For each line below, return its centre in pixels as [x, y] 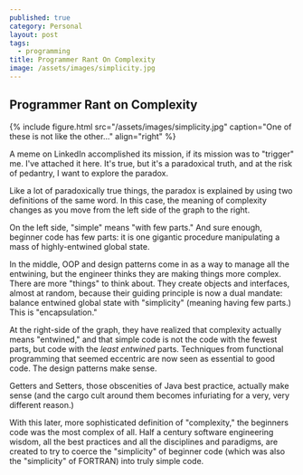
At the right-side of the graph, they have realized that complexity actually [146, 329]
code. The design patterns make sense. [83, 368]
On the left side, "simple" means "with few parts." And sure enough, [136, 227]
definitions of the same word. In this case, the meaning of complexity [138, 200]
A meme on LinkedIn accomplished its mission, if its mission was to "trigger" [152, 154]
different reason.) [42, 404]
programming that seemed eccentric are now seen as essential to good [142, 358]
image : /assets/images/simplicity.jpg [82, 69]
